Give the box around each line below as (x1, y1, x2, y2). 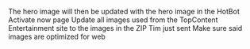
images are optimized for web (8, 32, 106, 41)
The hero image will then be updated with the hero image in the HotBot (8, 7, 240, 16)
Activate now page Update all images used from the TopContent (8, 15, 218, 24)
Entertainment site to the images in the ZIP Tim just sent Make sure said (8, 24, 243, 32)
